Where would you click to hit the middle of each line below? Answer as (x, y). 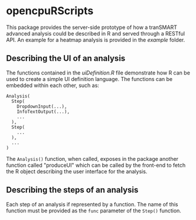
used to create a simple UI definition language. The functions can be (89, 79)
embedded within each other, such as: (53, 85)
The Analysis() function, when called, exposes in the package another (92, 158)
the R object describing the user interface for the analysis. (77, 171)
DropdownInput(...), (42, 106)
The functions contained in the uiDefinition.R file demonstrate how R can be (98, 73)
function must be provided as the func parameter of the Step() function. (94, 211)
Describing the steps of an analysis (72, 190)
